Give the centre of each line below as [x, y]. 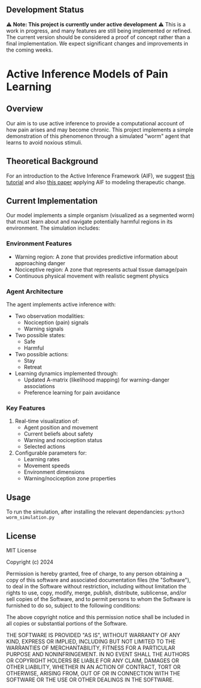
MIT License [22, 550]
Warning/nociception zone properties [70, 479]
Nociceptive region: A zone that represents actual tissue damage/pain [101, 269]
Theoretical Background [52, 161]
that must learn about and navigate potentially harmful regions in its [89, 222]
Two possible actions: [42, 354]
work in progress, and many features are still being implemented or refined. [99, 31]
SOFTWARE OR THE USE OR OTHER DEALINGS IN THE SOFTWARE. [90, 680]
